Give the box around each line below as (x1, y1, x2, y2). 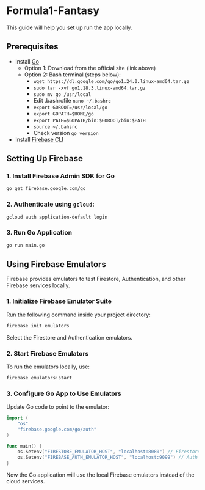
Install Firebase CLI (15, 136, 64, 143)
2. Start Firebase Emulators (6, 349, 89, 357)
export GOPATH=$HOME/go (33, 111, 94, 117)
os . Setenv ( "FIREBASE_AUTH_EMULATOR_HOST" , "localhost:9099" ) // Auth (17, 455, 198, 461)
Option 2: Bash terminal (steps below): (24, 71, 121, 78)
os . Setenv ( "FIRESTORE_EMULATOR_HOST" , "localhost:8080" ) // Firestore (17, 448, 201, 455)
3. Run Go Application (6, 229, 72, 237)
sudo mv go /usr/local (33, 91, 92, 98)
